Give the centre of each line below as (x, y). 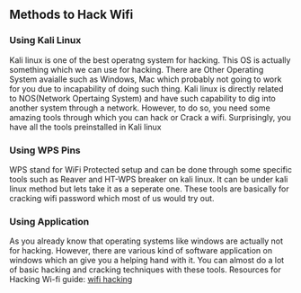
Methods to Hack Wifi (71, 15)
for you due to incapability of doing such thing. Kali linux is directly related (146, 88)
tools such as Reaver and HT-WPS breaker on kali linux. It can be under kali (149, 179)
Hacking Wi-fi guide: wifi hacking (71, 280)
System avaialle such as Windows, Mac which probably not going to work (146, 79)
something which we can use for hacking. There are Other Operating (137, 69)
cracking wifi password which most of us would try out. (112, 198)
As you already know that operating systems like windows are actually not (146, 241)
